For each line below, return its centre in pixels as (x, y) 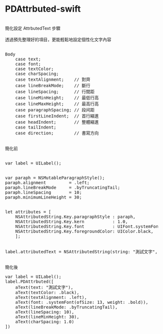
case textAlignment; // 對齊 (53, 79)
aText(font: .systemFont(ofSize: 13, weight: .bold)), (82, 302)
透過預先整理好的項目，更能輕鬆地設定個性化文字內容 (58, 39)
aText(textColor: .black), (47, 292)
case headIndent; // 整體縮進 (57, 122)
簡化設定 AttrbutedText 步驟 (33, 28)
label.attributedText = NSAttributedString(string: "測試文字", (81, 251)
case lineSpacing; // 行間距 (55, 92)
